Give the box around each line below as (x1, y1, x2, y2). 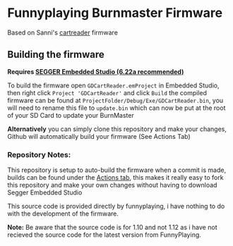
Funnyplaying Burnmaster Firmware (7, 5, 223, 21)
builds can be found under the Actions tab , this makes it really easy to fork (7, 173, 224, 182)
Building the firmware (7, 49, 104, 61)
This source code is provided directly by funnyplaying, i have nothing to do (7, 202, 225, 211)
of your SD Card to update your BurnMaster (7, 111, 134, 119)
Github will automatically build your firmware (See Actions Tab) (7, 132, 191, 140)
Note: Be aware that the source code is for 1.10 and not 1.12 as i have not (7, 223, 217, 232)
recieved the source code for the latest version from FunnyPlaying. (7, 230, 201, 239)
